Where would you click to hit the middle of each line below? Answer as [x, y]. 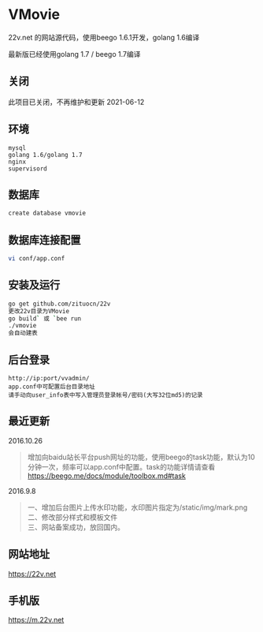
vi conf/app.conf [37, 259]
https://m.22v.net [36, 620]
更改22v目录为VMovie [39, 311]
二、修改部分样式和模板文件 [72, 517]
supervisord [28, 168]
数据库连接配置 [44, 239]
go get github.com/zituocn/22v [59, 304]
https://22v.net [32, 574]
